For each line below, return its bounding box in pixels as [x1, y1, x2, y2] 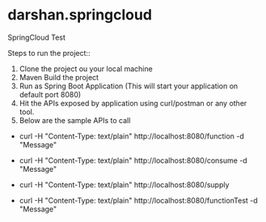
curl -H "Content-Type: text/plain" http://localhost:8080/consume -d [19, 156, 247, 165]
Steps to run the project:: [7, 48, 91, 58]
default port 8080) [19, 89, 82, 99]
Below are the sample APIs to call [19, 115, 131, 125]
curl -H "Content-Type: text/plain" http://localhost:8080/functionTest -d [19, 195, 258, 205]
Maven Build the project [19, 72, 99, 82]
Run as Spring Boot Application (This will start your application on [19, 81, 239, 91]
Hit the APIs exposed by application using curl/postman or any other [19, 98, 247, 108]
